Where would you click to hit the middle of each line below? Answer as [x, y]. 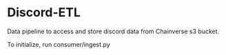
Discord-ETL [44, 13]
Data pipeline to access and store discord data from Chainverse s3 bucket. [113, 31]
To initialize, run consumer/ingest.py [59, 44]
